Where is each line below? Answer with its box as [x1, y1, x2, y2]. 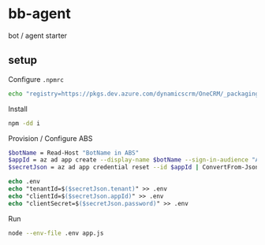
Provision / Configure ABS [8, 133, 93, 143]
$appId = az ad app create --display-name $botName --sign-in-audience [8, 156, 248, 164]
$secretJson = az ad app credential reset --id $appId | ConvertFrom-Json [8, 163, 259, 172]
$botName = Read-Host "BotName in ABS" [8, 149, 140, 157]
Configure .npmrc [8, 74, 65, 84]
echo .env [8, 178, 41, 186]
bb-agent [8, 5, 71, 23]
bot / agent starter [8, 31, 68, 40]
